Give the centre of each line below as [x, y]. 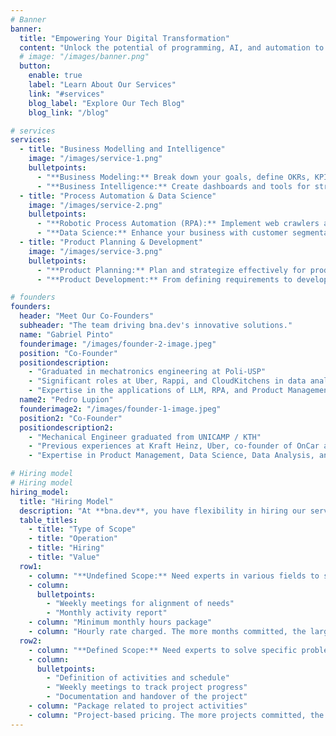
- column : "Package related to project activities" [138, 706]
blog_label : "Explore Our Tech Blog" [107, 103]
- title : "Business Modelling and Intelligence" [122, 149]
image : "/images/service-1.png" [95, 159]
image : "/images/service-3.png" [95, 251]
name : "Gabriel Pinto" [66, 334]
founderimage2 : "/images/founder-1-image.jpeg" [120, 409]
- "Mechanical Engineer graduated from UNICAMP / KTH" [145, 437]
